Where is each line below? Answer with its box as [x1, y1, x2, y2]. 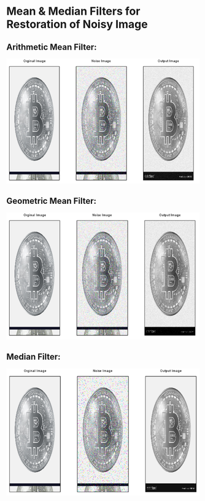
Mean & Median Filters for [6, 4, 141, 18]
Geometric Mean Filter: [6, 195, 97, 206]
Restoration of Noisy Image [6, 17, 149, 31]
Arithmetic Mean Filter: [6, 42, 97, 52]
